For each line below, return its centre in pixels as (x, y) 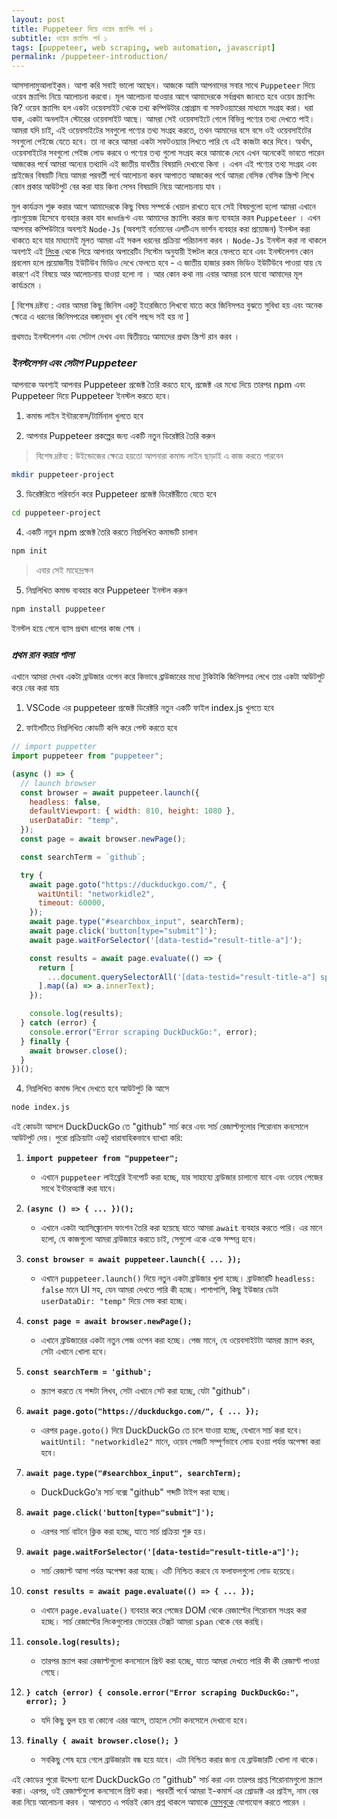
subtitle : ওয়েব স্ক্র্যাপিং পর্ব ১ (59, 38)
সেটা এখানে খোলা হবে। (74, 1352)
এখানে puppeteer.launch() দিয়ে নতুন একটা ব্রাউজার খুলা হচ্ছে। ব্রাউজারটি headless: (178, 1278)
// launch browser (59, 783)
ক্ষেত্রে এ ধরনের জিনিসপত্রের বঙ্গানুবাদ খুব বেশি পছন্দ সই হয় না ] (100, 317)
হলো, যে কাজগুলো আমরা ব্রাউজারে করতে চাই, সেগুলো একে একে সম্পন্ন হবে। (149, 1239)
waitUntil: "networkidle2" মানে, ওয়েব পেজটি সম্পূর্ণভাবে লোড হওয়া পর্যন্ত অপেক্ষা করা (180, 1442)
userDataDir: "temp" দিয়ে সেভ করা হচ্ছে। (114, 1301)
